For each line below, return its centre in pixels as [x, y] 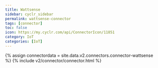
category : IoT [20, 37]
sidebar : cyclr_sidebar [29, 14]
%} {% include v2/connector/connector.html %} [53, 60]
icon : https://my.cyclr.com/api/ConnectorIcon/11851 [60, 32]
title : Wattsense [23, 10]
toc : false [16, 28]
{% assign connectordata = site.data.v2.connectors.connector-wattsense [79, 55]
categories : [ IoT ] [24, 42]
